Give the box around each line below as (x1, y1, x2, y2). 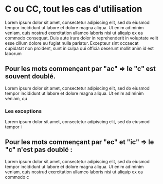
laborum (5, 50, 22, 56)
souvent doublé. (5, 72, 56, 81)
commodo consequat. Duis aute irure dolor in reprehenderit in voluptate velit (5, 35, 158, 41)
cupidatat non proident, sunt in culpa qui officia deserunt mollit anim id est (5, 45, 154, 51)
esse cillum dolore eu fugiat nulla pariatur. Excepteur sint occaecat (5, 40, 139, 46)
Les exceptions (5, 108, 42, 114)
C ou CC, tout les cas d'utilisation (5, 3, 143, 15)
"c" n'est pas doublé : (5, 146, 72, 154)
